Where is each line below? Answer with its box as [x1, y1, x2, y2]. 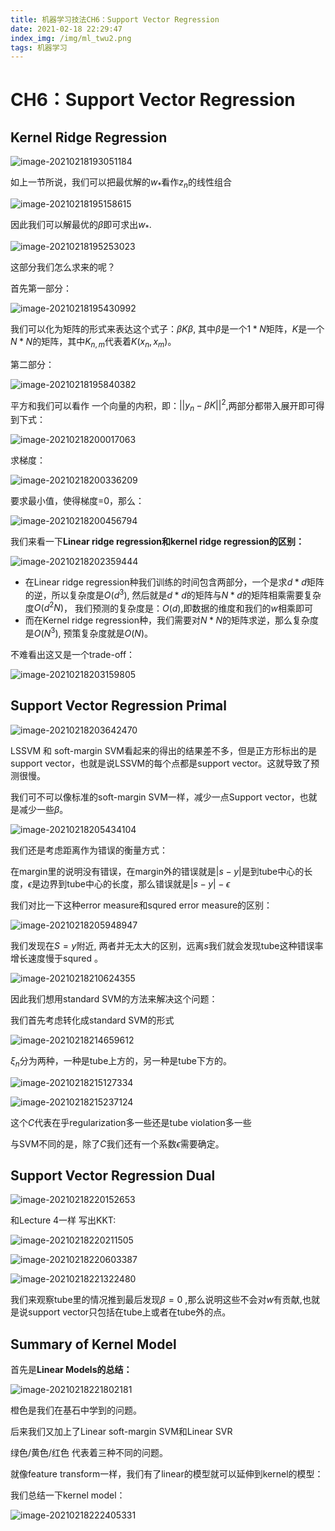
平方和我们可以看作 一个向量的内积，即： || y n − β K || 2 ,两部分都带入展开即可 [10, 397, 317, 414]
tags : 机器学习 [10, 42, 68, 53]
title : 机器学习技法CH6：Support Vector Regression [10, 14, 220, 25]
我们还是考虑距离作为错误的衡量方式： [10, 844, 168, 856]
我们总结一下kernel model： [10, 1489, 126, 1501]
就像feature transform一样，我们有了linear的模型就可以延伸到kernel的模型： [10, 1468, 324, 1480]
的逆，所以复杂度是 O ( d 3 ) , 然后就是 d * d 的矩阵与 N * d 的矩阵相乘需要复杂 [24, 587, 322, 601]
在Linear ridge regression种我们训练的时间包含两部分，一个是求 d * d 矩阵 [24, 576, 325, 588]
